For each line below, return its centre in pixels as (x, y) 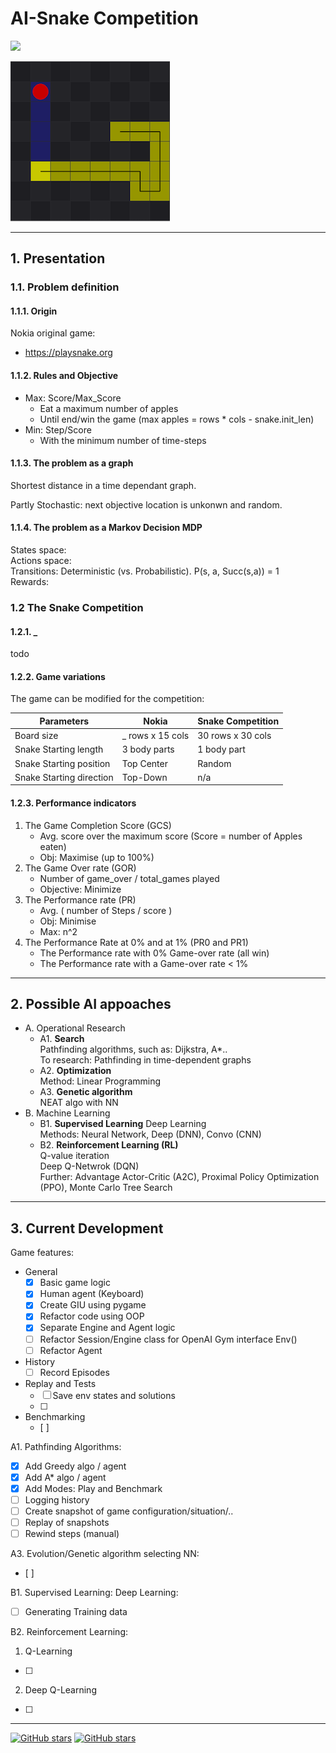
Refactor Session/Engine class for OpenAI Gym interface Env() (168, 1339)
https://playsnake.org (68, 353)
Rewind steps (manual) (72, 1534)
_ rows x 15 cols (155, 736)
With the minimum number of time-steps (123, 440)
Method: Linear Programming (100, 1081)
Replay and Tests (60, 1383)
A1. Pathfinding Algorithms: (66, 1446)
